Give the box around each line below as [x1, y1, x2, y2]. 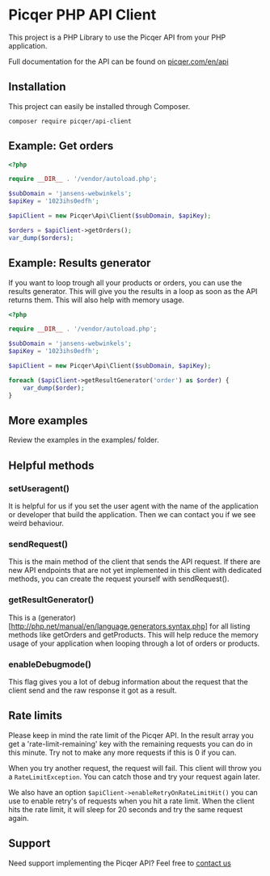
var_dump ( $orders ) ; [8, 234, 74, 242]
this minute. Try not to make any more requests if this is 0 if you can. [8, 748, 237, 757]
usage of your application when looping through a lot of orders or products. [8, 638, 260, 648]
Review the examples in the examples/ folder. [8, 435, 159, 445]
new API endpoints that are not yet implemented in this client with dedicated [8, 566, 262, 575]
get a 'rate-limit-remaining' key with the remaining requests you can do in [8, 739, 253, 748]
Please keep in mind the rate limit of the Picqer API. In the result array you [8, 730, 255, 740]
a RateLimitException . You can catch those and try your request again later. [8, 772, 260, 781]
